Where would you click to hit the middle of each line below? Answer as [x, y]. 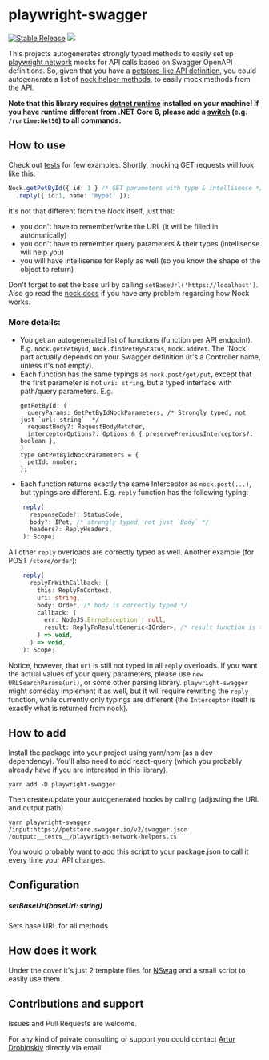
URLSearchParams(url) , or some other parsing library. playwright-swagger [128, 682]
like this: [22, 173]
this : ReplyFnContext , [75, 590]
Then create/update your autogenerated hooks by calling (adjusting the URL [134, 799]
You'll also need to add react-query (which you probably [149, 761]
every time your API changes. [57, 859]
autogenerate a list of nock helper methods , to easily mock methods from [129, 79]
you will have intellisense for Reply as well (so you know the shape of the [140, 260]
